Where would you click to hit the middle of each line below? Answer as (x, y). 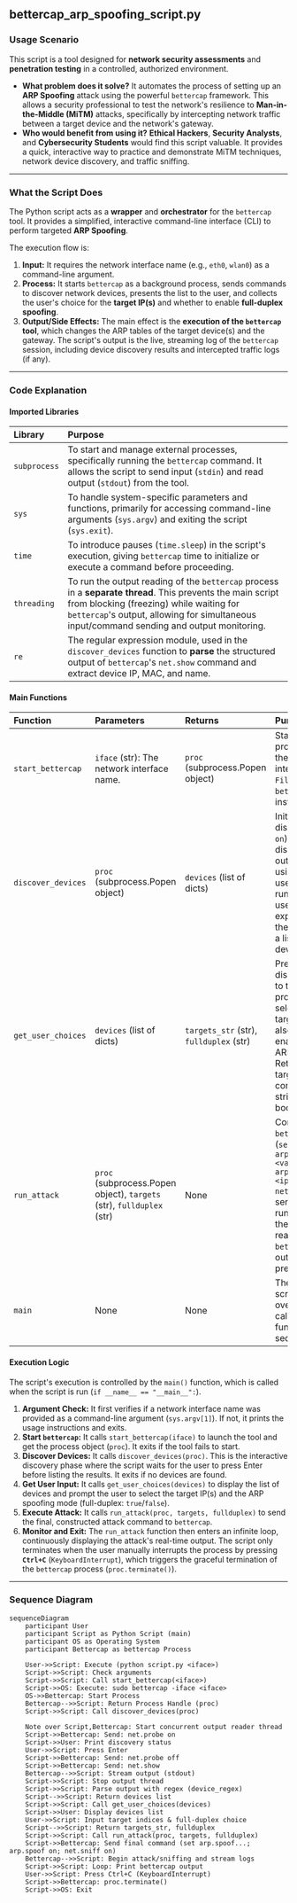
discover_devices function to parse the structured (171, 651)
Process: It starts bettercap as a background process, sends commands (154, 284)
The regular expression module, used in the (158, 640)
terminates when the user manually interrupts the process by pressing (150, 1549)
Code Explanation (48, 390)
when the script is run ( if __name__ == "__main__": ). (105, 1392)
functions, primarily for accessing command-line (169, 509)
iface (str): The (126, 758)
